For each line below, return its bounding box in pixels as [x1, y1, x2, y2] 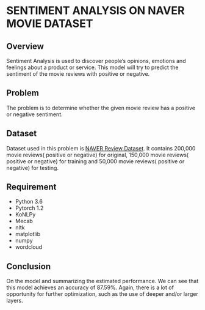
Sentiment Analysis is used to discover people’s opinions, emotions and [6, 57, 186, 64]
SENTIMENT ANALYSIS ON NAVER [6, 4, 185, 18]
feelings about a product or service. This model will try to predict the [6, 64, 179, 71]
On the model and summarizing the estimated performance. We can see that [6, 278, 199, 285]
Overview [6, 41, 45, 51]
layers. [6, 297, 23, 304]
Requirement [6, 182, 57, 193]
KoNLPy [15, 211, 36, 218]
